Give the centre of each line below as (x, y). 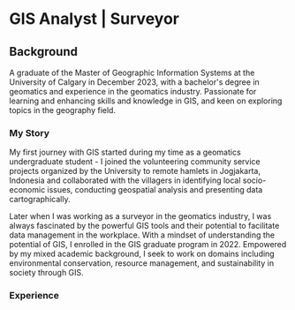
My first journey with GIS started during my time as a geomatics (125, 152)
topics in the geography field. (63, 110)
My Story (30, 132)
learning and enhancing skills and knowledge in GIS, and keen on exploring (146, 101)
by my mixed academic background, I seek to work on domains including (142, 254)
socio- (254, 180)
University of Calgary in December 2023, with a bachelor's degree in (135, 82)
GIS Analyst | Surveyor (94, 19)
